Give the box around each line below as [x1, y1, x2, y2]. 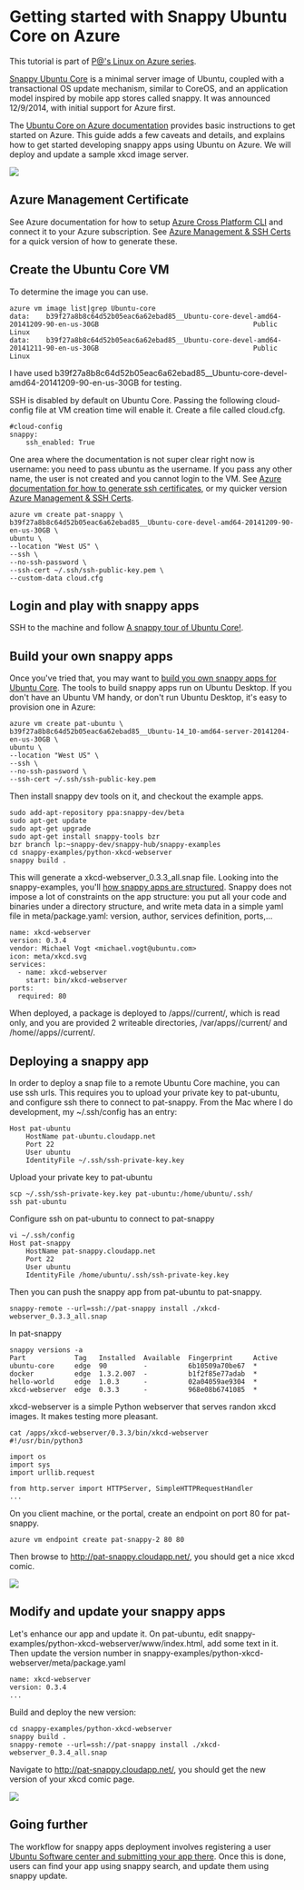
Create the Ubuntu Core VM [9, 262, 170, 278]
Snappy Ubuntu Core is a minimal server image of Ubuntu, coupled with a [9, 73, 285, 84]
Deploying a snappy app [9, 1053, 150, 1069]
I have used [9, 367, 53, 378]
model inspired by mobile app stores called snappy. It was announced [9, 93, 270, 104]
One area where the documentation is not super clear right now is [9, 453, 256, 464]
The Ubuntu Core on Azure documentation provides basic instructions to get [9, 120, 296, 131]
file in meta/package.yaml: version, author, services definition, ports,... [9, 910, 273, 921]
